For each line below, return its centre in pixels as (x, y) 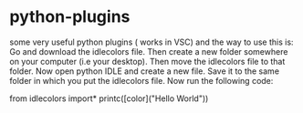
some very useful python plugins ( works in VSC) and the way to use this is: (151, 42)
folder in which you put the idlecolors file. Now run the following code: (141, 80)
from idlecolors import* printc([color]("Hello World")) (109, 98)
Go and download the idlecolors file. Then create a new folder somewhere (149, 51)
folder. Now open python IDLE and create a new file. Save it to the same (145, 71)
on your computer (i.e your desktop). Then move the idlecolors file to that (147, 61)
